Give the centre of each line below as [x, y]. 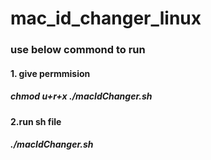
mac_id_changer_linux [106, 18]
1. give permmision [50, 73]
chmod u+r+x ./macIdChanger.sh [81, 96]
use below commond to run [78, 50]
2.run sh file [36, 121]
